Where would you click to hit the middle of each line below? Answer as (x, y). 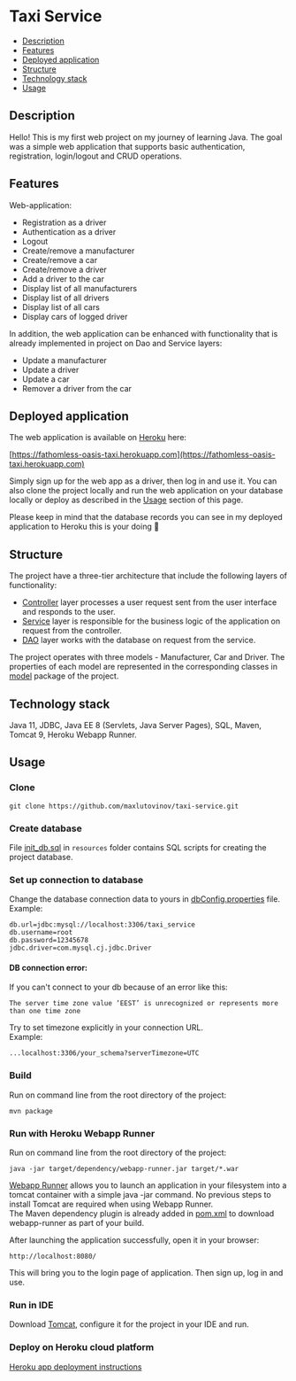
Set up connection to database (76, 880)
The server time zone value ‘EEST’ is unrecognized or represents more (144, 1004)
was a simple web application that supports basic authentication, (127, 146)
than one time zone (45, 1012)
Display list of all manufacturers (80, 288)
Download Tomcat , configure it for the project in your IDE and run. (129, 1324)
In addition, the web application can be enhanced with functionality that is (144, 333)
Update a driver (50, 369)
